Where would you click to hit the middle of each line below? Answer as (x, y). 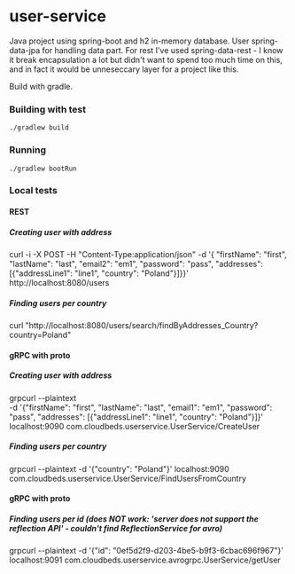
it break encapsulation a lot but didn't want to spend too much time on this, (146, 59)
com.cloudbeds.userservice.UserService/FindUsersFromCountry (128, 478)
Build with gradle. (41, 86)
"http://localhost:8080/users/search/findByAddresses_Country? (142, 325)
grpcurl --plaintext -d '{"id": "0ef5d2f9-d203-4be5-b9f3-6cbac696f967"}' (146, 551)
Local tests (33, 191)
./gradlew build (39, 128)
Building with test (48, 109)
